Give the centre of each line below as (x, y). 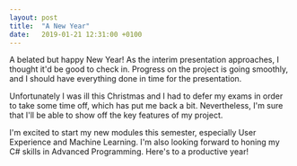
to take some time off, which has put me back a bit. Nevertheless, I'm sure (146, 106)
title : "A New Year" (50, 26)
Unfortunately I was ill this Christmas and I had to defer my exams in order (146, 96)
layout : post (34, 17)
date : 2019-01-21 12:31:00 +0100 (76, 34)
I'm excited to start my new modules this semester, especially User (133, 133)
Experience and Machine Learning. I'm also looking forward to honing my (144, 142)
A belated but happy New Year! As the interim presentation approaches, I (144, 60)
